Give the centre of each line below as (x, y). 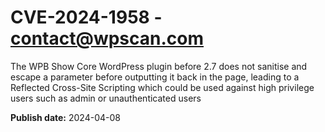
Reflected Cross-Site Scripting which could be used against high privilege (162, 87)
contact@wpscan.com (107, 38)
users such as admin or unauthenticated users (106, 98)
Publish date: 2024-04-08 (65, 117)
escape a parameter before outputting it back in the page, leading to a (155, 77)
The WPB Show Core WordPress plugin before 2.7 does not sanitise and (159, 66)
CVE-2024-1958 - (86, 17)
